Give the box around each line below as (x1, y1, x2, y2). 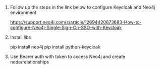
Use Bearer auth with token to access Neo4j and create (10, 53, 126, 59)
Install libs (10, 34, 31, 40)
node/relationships (10, 59, 49, 64)
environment (10, 9, 37, 15)
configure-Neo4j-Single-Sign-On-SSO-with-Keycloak (10, 24, 122, 30)
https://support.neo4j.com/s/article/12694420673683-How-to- (10, 19, 142, 25)
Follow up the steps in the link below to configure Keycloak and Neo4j (10, 4, 155, 10)
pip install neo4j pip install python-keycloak (10, 44, 101, 49)
